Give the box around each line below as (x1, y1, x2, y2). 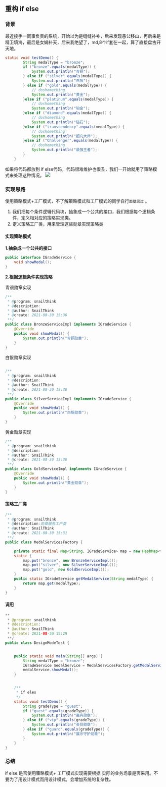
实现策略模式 (5, 233, 31, 239)
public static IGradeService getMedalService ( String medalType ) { (14, 577, 154, 581)
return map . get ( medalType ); (23, 581, 81, 586)
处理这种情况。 (13, 172, 44, 178)
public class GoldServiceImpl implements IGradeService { (5, 467, 127, 472)
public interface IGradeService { (5, 255, 77, 260)
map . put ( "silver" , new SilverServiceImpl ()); (23, 563, 119, 568)
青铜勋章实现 (5, 284, 31, 290)
